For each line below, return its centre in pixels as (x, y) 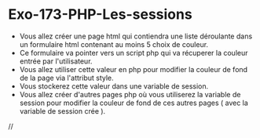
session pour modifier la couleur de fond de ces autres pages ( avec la (134, 103)
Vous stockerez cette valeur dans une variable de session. (114, 86)
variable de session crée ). (62, 111)
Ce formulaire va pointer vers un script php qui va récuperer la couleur (134, 53)
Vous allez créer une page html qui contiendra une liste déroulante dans (136, 36)
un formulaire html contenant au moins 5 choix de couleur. (114, 44)
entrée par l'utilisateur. (56, 61)
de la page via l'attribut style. (66, 78)
